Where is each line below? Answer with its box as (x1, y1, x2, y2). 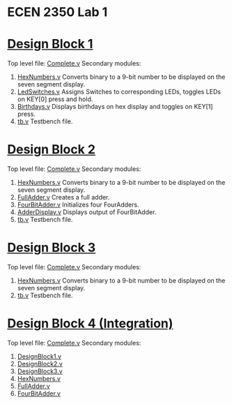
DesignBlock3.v (17, 367, 63, 375)
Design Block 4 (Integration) (7, 315, 173, 331)
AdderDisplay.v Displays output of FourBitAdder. (17, 208, 157, 216)
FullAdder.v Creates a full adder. (17, 193, 110, 202)
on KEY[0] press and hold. (17, 95, 93, 103)
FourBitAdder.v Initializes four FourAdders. (17, 200, 139, 209)
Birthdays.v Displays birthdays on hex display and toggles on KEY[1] (17, 103, 213, 111)
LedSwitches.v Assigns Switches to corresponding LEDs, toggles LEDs (17, 88, 222, 96)
